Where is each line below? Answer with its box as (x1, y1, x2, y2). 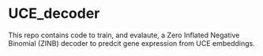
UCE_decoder (8, 5, 100, 23)
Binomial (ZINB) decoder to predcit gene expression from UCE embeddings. (8, 38, 255, 47)
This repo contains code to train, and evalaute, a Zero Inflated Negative (8, 30, 240, 40)
